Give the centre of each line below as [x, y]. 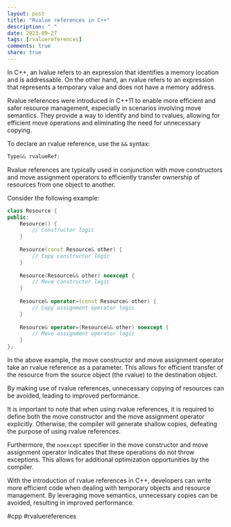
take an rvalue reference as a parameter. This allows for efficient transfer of [115, 367]
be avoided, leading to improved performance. [74, 395]
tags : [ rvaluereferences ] [44, 40]
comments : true [29, 46]
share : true [24, 53]
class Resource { [32, 211]
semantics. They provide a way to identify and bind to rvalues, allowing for [114, 115]
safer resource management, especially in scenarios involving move [104, 108]
